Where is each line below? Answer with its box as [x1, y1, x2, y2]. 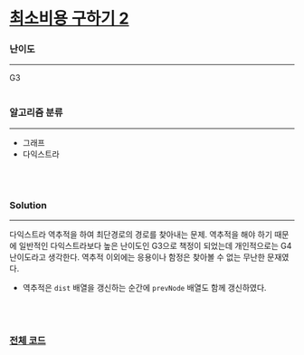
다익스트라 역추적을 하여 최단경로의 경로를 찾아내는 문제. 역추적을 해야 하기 [9, 229, 273, 240]
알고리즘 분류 [9, 106, 63, 119]
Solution [9, 198, 48, 211]
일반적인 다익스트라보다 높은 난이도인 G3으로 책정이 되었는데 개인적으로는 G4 [18, 241, 292, 252]
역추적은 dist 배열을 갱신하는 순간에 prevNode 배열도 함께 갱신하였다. [22, 283, 267, 293]
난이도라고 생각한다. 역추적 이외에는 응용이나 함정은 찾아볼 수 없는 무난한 [9, 252, 265, 263]
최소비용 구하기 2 [9, 8, 129, 29]
